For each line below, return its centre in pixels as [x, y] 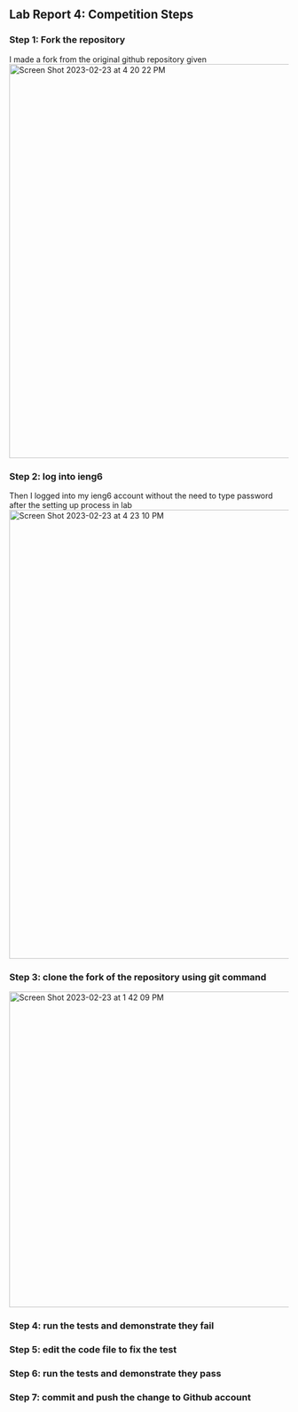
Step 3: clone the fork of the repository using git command [138, 977]
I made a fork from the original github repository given [108, 59]
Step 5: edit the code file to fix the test [93, 1350]
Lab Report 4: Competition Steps [102, 15]
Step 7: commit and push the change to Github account [130, 1397]
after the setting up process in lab [71, 504]
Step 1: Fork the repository [67, 40]
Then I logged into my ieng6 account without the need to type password [141, 496]
